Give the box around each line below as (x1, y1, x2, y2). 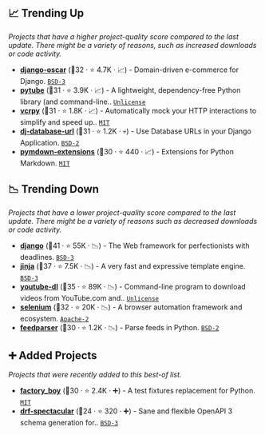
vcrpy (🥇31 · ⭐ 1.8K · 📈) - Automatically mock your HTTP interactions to (19, 106, 257, 115)
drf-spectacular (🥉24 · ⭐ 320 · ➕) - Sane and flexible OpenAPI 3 (19, 406, 233, 416)
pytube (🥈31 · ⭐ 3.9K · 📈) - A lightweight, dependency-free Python (19, 85, 241, 94)
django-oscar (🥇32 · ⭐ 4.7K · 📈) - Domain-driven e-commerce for (19, 65, 239, 74)
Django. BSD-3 (19, 76, 66, 86)
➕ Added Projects (8, 349, 97, 362)
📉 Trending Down (8, 182, 100, 196)
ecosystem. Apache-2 (19, 313, 89, 323)
